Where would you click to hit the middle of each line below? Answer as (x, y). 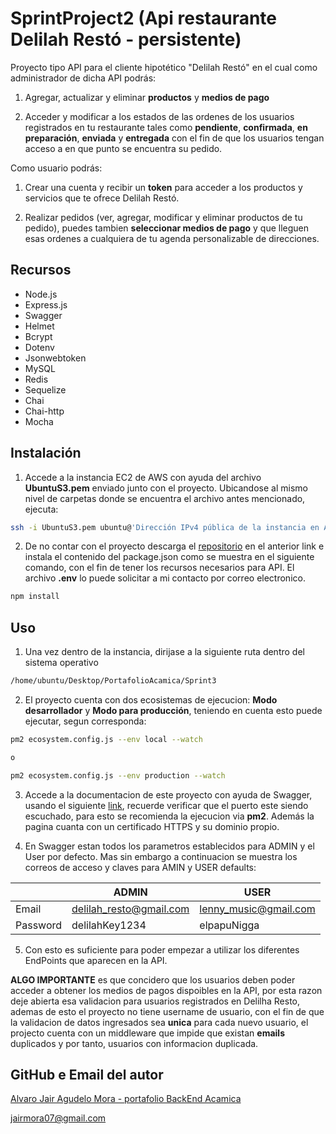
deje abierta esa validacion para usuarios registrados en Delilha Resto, (155, 1001)
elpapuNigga (229, 925)
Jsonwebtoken (55, 358)
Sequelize (45, 389)
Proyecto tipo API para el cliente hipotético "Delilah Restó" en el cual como (164, 67)
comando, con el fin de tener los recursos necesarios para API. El (159, 568)
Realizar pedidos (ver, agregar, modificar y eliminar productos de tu (163, 217)
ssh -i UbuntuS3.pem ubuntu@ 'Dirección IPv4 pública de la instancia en (165, 527)
